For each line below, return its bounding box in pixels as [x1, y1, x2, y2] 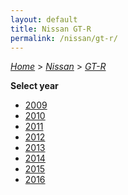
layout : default [10, 14, 78, 25]
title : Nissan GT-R [10, 24, 92, 34]
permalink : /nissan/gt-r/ [10, 33, 118, 43]
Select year [10, 80, 59, 92]
